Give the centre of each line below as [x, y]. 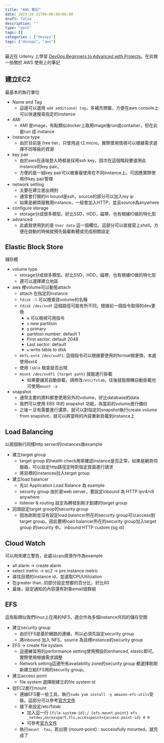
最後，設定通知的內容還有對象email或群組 [54, 589]
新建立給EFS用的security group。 [53, 669]
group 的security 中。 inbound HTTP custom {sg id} [72, 528]
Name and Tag [27, 102]
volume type [25, 269]
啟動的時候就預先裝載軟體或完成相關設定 [69, 231]
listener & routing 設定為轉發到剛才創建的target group [73, 503]
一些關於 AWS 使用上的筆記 [33, 62]
